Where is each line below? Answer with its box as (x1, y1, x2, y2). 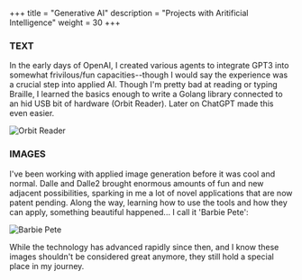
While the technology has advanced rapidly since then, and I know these (9, 241, 279, 252)
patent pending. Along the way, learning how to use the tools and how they (9, 197, 288, 208)
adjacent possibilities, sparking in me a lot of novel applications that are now (9, 187, 293, 198)
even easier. (9, 108, 55, 119)
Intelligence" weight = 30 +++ (9, 17, 121, 28)
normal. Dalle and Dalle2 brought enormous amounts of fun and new (9, 177, 264, 188)
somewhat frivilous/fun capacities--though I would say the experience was (9, 69, 288, 80)
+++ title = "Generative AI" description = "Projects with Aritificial (9, 8, 249, 18)
